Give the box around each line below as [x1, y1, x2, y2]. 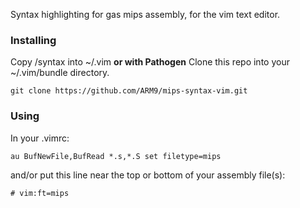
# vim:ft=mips [10, 188, 70, 198]
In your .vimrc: [10, 132, 70, 144]
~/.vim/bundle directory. [10, 67, 110, 79]
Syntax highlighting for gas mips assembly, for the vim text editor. [10, 9, 281, 20]
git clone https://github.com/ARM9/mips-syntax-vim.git [10, 86, 248, 96]
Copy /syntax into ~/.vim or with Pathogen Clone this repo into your [10, 56, 290, 68]
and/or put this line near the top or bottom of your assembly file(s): [10, 169, 286, 181]
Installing [10, 33, 57, 47]
